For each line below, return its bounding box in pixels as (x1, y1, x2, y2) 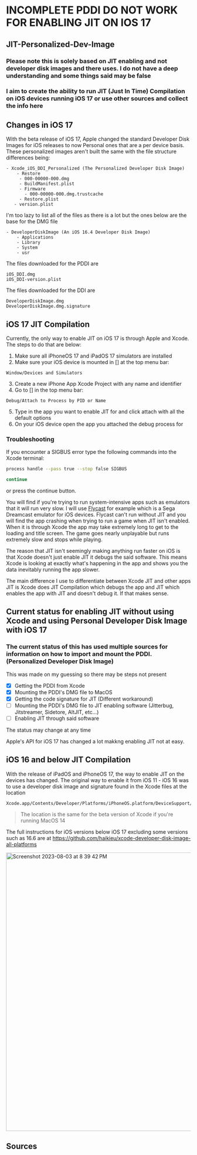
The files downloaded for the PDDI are (6, 260, 98, 267)
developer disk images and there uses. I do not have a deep (6, 64, 178, 72)
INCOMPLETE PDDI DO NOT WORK (6, 4, 178, 17)
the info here (6, 102, 43, 110)
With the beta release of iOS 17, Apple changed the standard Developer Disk (6, 135, 189, 142)
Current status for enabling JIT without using (6, 607, 174, 617)
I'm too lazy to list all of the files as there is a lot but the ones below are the (6, 212, 187, 219)
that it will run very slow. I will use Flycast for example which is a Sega (6, 505, 175, 512)
